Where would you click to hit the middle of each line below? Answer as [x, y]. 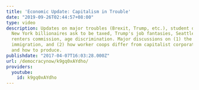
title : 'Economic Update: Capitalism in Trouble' [69, 12]
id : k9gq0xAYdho [37, 78]
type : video [21, 22]
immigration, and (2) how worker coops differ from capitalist [91, 45]
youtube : [22, 72]
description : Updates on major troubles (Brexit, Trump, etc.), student [98, 28]
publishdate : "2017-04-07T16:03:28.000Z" [58, 56]
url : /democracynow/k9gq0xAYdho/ [47, 61]
